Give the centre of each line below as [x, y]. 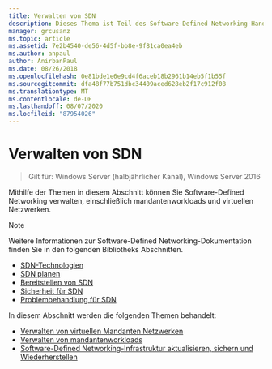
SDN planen [40, 273]
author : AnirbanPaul [43, 62]
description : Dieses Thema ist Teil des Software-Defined [108, 24]
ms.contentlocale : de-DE [50, 99]
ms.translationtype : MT [49, 91]
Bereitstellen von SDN [57, 282]
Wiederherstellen [49, 357]
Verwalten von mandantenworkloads [81, 339]
